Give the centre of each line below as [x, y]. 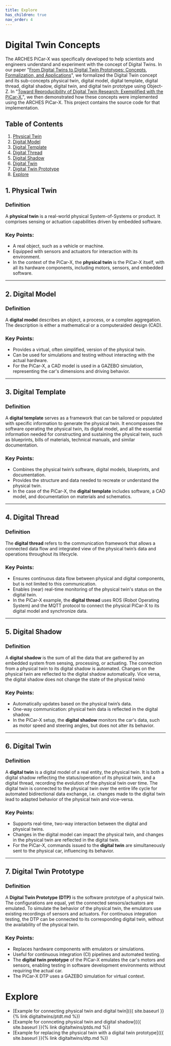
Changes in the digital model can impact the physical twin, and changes [88, 835]
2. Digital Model [31, 294]
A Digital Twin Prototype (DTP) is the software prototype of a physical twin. [85, 897]
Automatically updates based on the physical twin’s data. [72, 704]
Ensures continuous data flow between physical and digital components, [89, 578]
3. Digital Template [36, 392]
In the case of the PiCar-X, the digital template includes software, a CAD [89, 491]
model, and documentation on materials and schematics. [72, 497]
